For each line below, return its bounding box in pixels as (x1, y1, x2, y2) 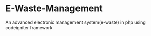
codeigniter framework (5, 24, 53, 30)
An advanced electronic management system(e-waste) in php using (5, 19, 146, 25)
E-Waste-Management (5, 3, 103, 14)
